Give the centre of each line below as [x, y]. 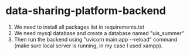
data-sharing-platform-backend [86, 11]
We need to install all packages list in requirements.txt [79, 27]
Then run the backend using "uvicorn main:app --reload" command [96, 39]
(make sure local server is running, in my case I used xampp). [88, 46]
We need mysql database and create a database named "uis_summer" [99, 33]
